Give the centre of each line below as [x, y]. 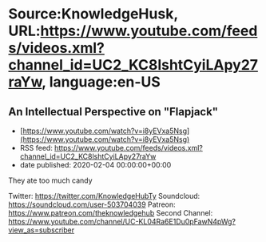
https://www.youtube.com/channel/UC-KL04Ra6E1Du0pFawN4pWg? [122, 222]
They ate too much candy [51, 180]
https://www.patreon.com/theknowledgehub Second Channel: [111, 213]
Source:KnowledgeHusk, [93, 14]
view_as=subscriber [41, 230]
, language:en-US [101, 82]
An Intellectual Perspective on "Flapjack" [113, 112]
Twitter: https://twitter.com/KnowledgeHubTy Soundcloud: [104, 196]
